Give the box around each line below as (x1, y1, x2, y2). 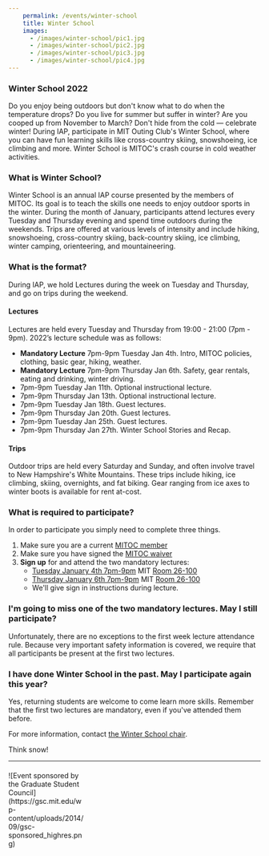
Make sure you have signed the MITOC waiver (19, 549, 173, 559)
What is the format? (8, 261, 87, 273)
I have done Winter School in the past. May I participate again (8, 668, 252, 680)
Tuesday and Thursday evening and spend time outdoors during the (8, 216, 233, 225)
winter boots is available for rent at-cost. (8, 487, 143, 497)
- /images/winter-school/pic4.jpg (29, 57, 146, 65)
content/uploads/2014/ (8, 814, 84, 823)
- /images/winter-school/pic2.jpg (29, 42, 146, 50)
